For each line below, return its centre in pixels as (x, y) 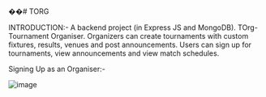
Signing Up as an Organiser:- (57, 69)
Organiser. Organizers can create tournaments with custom (150, 36)
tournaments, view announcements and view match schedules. (114, 53)
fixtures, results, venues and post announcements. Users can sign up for (130, 44)
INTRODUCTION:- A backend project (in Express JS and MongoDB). (122, 27)
